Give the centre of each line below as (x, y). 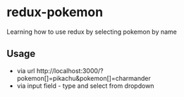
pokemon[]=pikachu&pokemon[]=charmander (84, 78)
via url (26, 70)
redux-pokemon (55, 12)
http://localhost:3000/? (70, 70)
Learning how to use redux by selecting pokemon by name (92, 32)
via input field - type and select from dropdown (85, 86)
